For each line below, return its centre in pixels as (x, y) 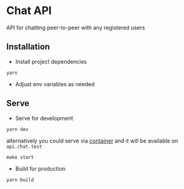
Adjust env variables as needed (55, 84)
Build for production (40, 168)
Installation (28, 47)
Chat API (29, 11)
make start (20, 157)
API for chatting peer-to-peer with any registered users (76, 28)
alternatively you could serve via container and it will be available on (92, 141)
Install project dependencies (51, 61)
